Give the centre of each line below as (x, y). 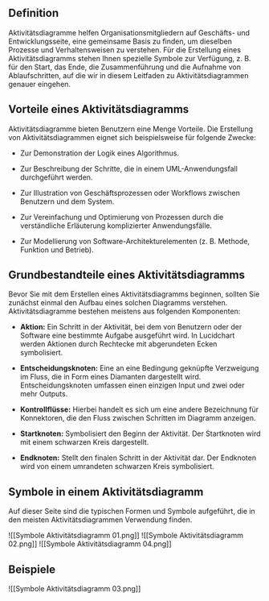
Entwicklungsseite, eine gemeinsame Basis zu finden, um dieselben (120, 41)
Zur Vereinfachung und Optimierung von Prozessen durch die (122, 217)
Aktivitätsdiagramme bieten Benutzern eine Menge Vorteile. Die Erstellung (131, 129)
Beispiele (32, 569)
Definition (33, 13)
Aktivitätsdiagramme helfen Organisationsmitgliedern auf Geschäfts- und (129, 32)
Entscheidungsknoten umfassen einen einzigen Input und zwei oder (132, 385)
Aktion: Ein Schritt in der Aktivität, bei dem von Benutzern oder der (131, 327)
